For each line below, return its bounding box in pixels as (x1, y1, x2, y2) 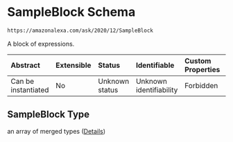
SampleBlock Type (7, 109, 90, 121)
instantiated (10, 85, 49, 94)
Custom (184, 56, 212, 66)
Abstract (10, 60, 40, 70)
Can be (10, 76, 35, 86)
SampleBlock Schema (7, 4, 136, 20)
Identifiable (135, 60, 175, 70)
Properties (184, 64, 221, 74)
